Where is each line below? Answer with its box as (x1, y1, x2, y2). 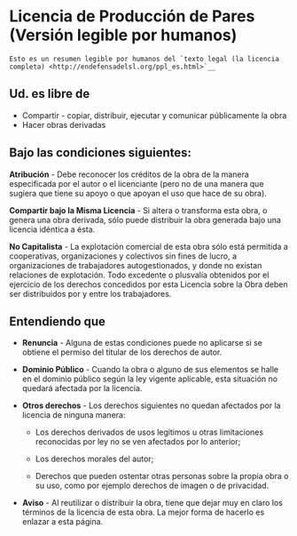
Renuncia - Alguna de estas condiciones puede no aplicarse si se (21, 338, 263, 348)
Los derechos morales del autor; (35, 453, 154, 464)
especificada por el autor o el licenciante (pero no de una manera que (9, 178, 264, 188)
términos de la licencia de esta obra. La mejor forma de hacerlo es (21, 507, 265, 517)
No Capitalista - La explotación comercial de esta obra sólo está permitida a (9, 241, 288, 252)
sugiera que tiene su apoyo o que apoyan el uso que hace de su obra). (9, 188, 268, 198)
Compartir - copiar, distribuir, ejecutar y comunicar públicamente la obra (21, 109, 287, 121)
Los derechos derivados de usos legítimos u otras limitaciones (35, 427, 264, 437)
